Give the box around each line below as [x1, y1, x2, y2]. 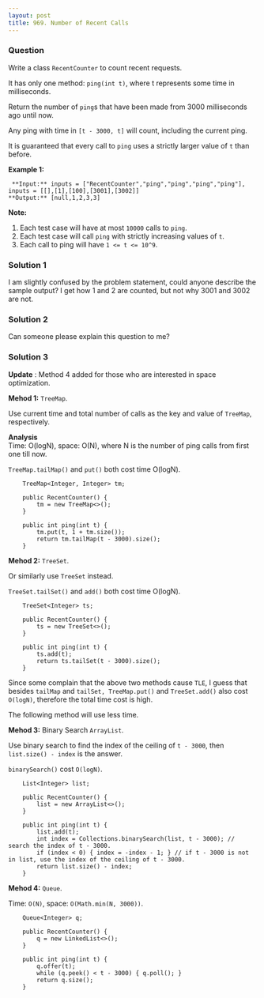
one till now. [8, 449, 47, 458]
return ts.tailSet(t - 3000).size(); [36, 657, 160, 665]
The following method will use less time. [8, 710, 139, 719]
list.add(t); [36, 827, 80, 836]
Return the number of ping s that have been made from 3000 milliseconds [8, 102, 247, 111]
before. [8, 149, 32, 159]
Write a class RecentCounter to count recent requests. [8, 62, 183, 72]
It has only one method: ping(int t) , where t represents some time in [8, 78, 235, 88]
